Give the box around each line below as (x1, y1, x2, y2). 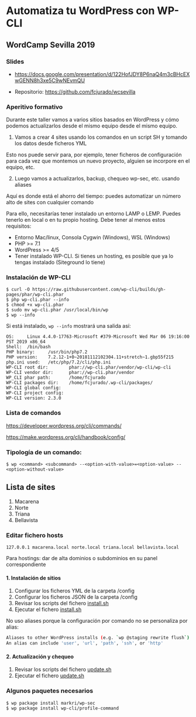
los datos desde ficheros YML (14, 140, 87, 147)
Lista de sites (6, 482, 56, 492)
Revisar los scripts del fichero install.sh (14, 600, 109, 607)
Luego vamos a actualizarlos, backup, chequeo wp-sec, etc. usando (14, 175, 180, 182)
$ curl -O (6, 287, 30, 293)
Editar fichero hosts (6, 531, 64, 539)
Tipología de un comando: (6, 448, 82, 456)
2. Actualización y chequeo (6, 653, 74, 660)
